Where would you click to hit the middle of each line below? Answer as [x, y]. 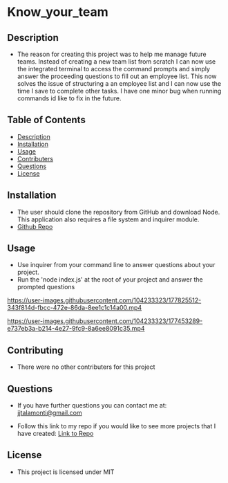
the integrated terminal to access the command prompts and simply [114, 69]
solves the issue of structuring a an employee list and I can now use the [119, 83]
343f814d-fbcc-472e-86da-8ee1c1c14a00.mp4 [75, 308]
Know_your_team [58, 12]
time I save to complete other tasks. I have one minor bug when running [119, 91]
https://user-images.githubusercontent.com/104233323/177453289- [105, 321]
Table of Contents [47, 120]
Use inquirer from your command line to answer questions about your [116, 265]
